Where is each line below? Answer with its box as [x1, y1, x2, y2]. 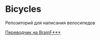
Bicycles [5, 3, 41, 15]
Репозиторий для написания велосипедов [5, 20, 95, 26]
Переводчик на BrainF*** [5, 29, 61, 35]
